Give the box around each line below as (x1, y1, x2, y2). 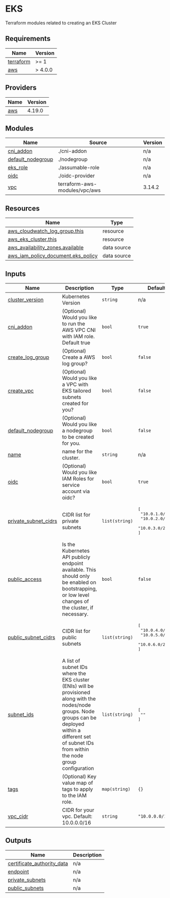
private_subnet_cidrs (8, 518, 57, 524)
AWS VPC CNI (62, 327, 96, 333)
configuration (62, 765, 95, 772)
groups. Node (62, 708, 95, 715)
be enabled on (62, 579, 97, 586)
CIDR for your (62, 806, 95, 814)
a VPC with (62, 381, 89, 388)
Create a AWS (62, 354, 95, 361)
